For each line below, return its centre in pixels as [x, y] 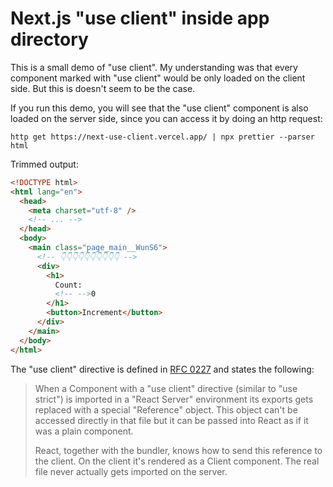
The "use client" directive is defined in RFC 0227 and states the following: [162, 369]
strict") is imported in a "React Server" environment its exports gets [174, 399]
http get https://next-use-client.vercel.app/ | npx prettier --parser [162, 137]
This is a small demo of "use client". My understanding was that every [154, 67]
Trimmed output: [44, 164]
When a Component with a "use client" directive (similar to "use [166, 388]
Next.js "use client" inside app [140, 18]
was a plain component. [84, 431]
